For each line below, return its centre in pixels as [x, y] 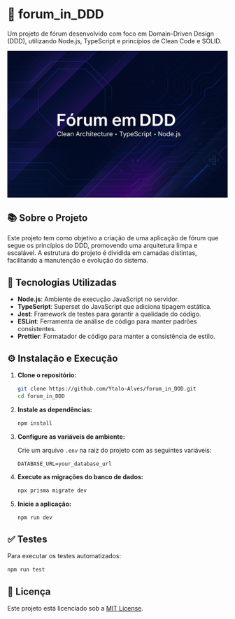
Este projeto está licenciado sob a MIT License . [75, 608]
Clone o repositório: [47, 375]
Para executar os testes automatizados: [64, 556]
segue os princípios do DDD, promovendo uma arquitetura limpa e [102, 246]
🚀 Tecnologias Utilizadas [62, 282]
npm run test [26, 570]
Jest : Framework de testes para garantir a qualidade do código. [109, 314]
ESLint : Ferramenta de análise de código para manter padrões [107, 321]
